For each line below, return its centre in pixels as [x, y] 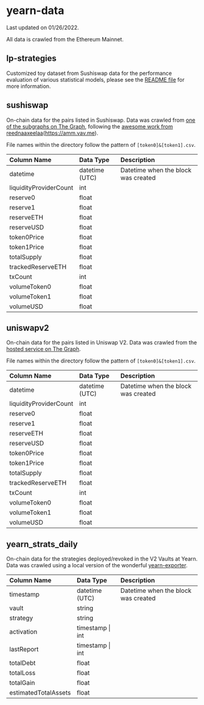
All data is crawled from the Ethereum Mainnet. [65, 39]
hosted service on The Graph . [44, 349]
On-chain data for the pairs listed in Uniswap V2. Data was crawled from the [102, 342]
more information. [29, 86]
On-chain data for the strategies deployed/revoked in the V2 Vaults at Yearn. [102, 559]
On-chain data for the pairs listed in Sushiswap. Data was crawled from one [101, 120]
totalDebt [22, 663]
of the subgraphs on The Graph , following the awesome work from [90, 126]
